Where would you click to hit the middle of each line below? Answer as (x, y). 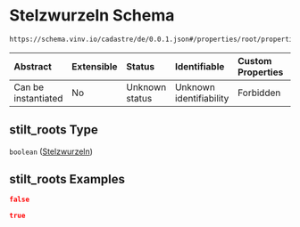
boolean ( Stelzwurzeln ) (51, 151)
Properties (261, 72)
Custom (255, 61)
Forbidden (259, 93)
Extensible (94, 66)
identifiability (202, 98)
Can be (29, 87)
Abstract (33, 66)
